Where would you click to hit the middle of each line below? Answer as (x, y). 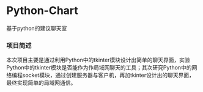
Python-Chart (42, 11)
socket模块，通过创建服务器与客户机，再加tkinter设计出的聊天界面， (108, 75)
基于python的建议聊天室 (37, 28)
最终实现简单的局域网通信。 (41, 83)
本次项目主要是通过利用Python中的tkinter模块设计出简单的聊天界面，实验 (98, 60)
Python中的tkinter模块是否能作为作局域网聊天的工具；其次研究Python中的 (99, 68)
